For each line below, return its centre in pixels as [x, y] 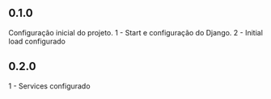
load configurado [37, 41]
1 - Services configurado [49, 86]
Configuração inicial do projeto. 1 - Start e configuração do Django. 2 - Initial [135, 32]
